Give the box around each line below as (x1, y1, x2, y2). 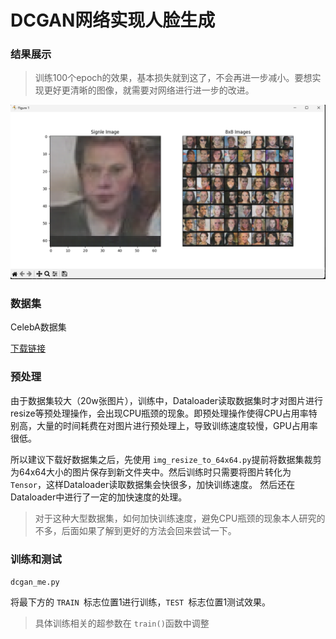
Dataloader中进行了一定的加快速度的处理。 (10, 491, 188, 503)
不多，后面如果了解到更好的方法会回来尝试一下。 (34, 524, 237, 536)
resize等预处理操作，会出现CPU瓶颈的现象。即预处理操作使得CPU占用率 (10, 407, 309, 419)
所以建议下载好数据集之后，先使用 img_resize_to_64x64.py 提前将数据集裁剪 (10, 453, 322, 465)
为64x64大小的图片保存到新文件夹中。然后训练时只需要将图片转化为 (10, 466, 292, 478)
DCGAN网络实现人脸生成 (10, 9, 216, 32)
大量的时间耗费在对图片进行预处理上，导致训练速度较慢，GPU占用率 (36, 419, 318, 431)
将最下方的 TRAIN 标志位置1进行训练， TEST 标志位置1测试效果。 (10, 596, 272, 608)
